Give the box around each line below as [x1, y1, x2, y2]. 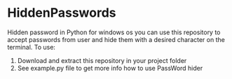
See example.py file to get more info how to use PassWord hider [17, 64, 203, 72]
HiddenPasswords [7, 5, 116, 21]
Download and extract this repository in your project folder [17, 56, 187, 64]
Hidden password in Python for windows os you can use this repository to [7, 28, 221, 36]
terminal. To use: [7, 43, 56, 51]
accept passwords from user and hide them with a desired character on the [7, 35, 226, 43]
